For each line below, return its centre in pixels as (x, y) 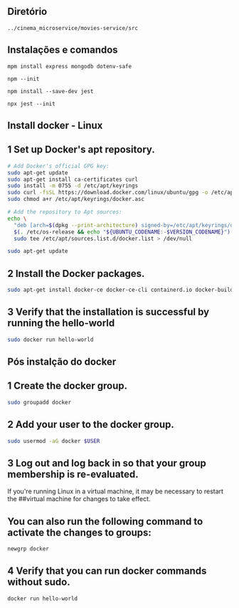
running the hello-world (61, 323)
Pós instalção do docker (62, 362)
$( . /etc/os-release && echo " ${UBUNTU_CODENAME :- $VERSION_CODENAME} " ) (122, 232)
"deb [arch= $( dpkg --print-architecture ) (76, 225)
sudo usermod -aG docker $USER (54, 441)
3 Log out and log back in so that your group (107, 463)
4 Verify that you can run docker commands (107, 571)
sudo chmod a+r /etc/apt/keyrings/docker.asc (76, 199)
